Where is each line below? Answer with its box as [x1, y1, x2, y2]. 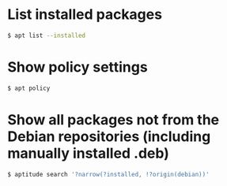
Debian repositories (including [7, 128, 211, 145]
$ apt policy [7, 84, 51, 92]
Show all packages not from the [7, 110, 220, 128]
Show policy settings [7, 58, 148, 76]
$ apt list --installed [7, 32, 86, 39]
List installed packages [7, 6, 163, 24]
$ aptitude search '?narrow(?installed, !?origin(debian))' [7, 170, 210, 178]
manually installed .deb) [7, 144, 169, 162]
